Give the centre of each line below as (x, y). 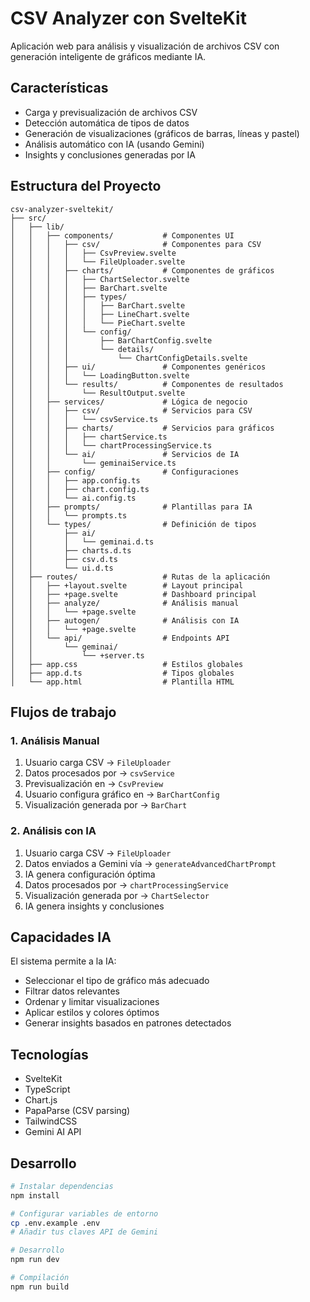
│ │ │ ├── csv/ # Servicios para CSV (131, 410)
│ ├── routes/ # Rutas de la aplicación (140, 577)
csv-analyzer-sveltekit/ (62, 209)
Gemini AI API (53, 1132)
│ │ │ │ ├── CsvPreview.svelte (93, 253)
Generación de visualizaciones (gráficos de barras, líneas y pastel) (162, 133)
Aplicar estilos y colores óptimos (92, 1013)
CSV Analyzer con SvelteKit (128, 18)
